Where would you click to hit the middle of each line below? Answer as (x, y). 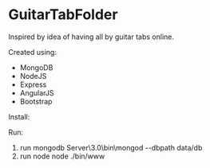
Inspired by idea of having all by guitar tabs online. (91, 37)
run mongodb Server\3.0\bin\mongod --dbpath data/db (111, 147)
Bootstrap (36, 101)
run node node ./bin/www (62, 156)
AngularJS (37, 92)
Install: (19, 116)
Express (33, 84)
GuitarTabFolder (63, 15)
